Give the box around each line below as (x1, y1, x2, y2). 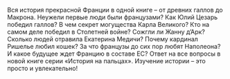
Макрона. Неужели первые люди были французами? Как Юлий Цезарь (7, 13, 218, 21)
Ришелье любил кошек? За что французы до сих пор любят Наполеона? (7, 43, 221, 50)
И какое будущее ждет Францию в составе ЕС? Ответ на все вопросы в (7, 49, 221, 58)
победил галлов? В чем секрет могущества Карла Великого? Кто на (7, 21, 210, 28)
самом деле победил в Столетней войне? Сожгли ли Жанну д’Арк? (7, 27, 206, 36)
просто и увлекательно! (7, 65, 78, 72)
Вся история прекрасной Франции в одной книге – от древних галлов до (7, 6, 223, 14)
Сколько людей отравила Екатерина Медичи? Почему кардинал (7, 35, 199, 43)
